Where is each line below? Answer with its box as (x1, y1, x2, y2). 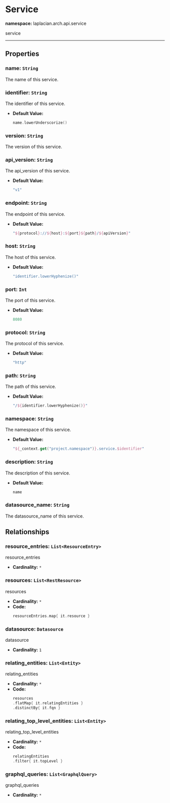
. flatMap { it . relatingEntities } (12, 701, 83, 706)
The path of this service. (5, 384, 57, 390)
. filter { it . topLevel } (12, 759, 63, 764)
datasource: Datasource (5, 625, 64, 632)
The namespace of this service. (5, 427, 71, 433)
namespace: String (5, 415, 54, 422)
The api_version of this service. (5, 168, 70, 174)
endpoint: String (5, 199, 47, 206)
